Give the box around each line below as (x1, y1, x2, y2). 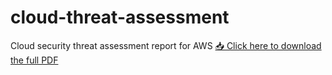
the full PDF (10, 54, 59, 66)
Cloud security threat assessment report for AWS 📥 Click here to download (10, 39, 322, 51)
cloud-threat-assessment (10, 6, 230, 29)
